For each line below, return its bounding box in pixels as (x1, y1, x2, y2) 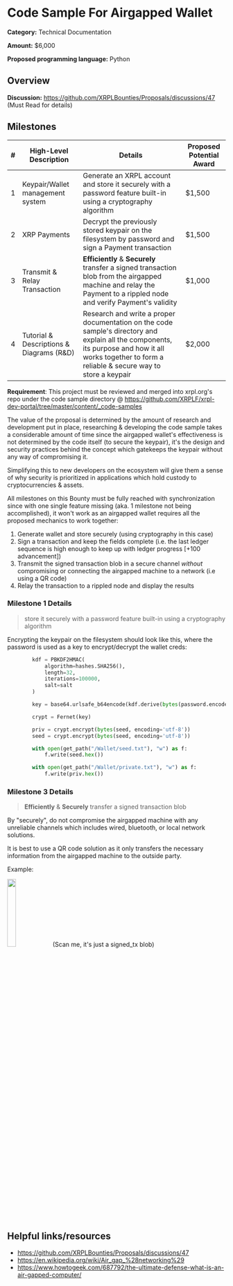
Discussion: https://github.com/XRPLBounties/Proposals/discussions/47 (7, 93, 216, 101)
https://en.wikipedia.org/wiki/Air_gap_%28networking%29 (17, 1256, 185, 1264)
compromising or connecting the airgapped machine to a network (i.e (17, 566, 216, 575)
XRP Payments (21, 229, 71, 239)
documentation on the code (83, 318, 173, 327)
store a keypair (83, 370, 132, 379)
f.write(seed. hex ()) (44, 752, 104, 759)
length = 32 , (44, 669, 76, 676)
